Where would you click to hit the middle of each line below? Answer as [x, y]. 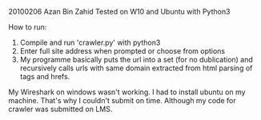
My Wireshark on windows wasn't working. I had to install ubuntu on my [127, 92]
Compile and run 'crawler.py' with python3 [90, 42]
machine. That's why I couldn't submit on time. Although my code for [122, 100]
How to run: [28, 27]
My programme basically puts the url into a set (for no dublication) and [137, 60]
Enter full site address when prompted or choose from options [122, 51]
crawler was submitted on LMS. [60, 109]
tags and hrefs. [45, 76]
